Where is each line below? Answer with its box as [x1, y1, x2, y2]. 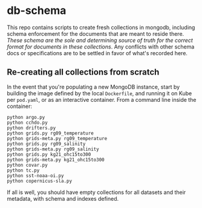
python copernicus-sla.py [7, 178, 72, 184]
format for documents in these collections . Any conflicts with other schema [7, 43, 195, 50]
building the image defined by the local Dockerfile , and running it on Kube [7, 89, 192, 97]
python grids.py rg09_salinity [7, 141, 86, 147]
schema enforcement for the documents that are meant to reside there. [7, 30, 184, 37]
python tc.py [7, 167, 40, 173]
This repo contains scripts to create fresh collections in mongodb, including [7, 24, 195, 31]
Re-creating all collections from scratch [7, 67, 160, 78]
